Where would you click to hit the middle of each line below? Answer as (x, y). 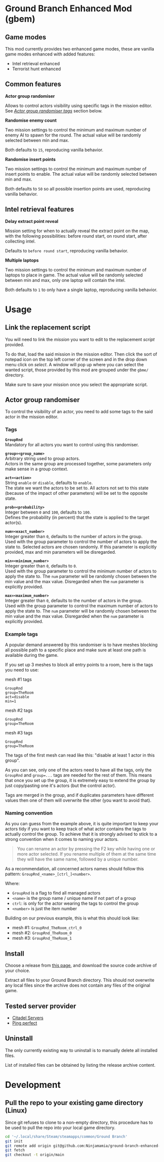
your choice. (18, 971)
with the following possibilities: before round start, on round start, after (76, 236)
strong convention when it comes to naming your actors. (62, 839)
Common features (33, 84)
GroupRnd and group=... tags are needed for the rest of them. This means (79, 775)
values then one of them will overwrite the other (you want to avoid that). (78, 800)
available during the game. (32, 655)
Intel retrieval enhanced (36, 64)
